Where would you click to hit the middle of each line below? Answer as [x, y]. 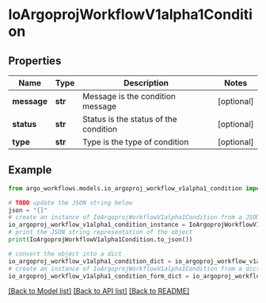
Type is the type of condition [135, 142]
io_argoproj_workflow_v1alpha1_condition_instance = [97, 225]
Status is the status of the [129, 119]
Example [30, 170]
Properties [35, 61]
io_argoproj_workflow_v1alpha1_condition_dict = [90, 261]
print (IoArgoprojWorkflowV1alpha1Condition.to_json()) [101, 240]
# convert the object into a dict [65, 254]
